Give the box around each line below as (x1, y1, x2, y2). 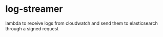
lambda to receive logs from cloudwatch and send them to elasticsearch (5, 20, 158, 26)
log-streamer (5, 3, 63, 15)
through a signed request (5, 25, 59, 31)
